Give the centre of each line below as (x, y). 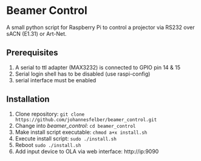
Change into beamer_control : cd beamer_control (75, 125)
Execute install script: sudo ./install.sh (66, 138)
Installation (28, 100)
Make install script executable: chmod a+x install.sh (81, 132)
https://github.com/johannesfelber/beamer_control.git (86, 120)
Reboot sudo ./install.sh (48, 145)
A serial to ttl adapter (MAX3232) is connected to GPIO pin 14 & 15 (98, 67)
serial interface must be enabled (56, 80)
